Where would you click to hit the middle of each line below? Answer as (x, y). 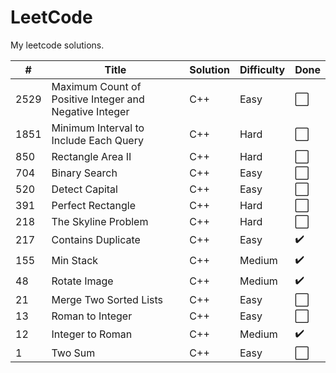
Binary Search (84, 173)
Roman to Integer (92, 316)
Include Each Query (97, 140)
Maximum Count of (96, 86)
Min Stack (75, 261)
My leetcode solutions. (57, 45)
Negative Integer (90, 111)
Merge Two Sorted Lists (107, 299)
